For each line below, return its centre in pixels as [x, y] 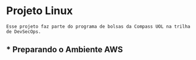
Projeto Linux [40, 11]
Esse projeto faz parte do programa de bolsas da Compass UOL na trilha [98, 26]
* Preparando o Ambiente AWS [65, 50]
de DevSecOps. [24, 31]
